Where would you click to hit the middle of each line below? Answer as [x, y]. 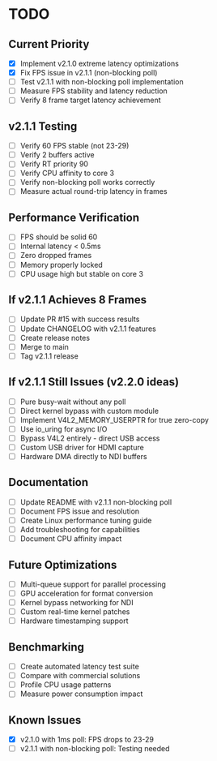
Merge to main [44, 346]
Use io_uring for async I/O [64, 429]
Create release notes [55, 338]
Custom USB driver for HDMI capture [82, 447]
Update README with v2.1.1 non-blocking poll [96, 502]
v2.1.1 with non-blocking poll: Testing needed [95, 749]
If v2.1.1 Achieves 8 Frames [78, 300]
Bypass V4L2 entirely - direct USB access [90, 438]
